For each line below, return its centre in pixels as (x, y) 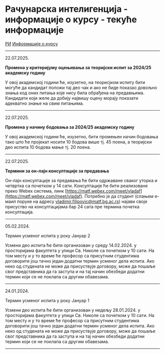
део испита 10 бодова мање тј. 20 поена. (48, 147)
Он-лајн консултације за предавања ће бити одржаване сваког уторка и (81, 180)
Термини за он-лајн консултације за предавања (57, 171)
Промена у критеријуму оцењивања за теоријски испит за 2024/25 (78, 67)
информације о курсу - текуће (71, 20)
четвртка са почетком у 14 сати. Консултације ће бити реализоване (77, 186)
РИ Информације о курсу (31, 43)
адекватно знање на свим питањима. (45, 103)
